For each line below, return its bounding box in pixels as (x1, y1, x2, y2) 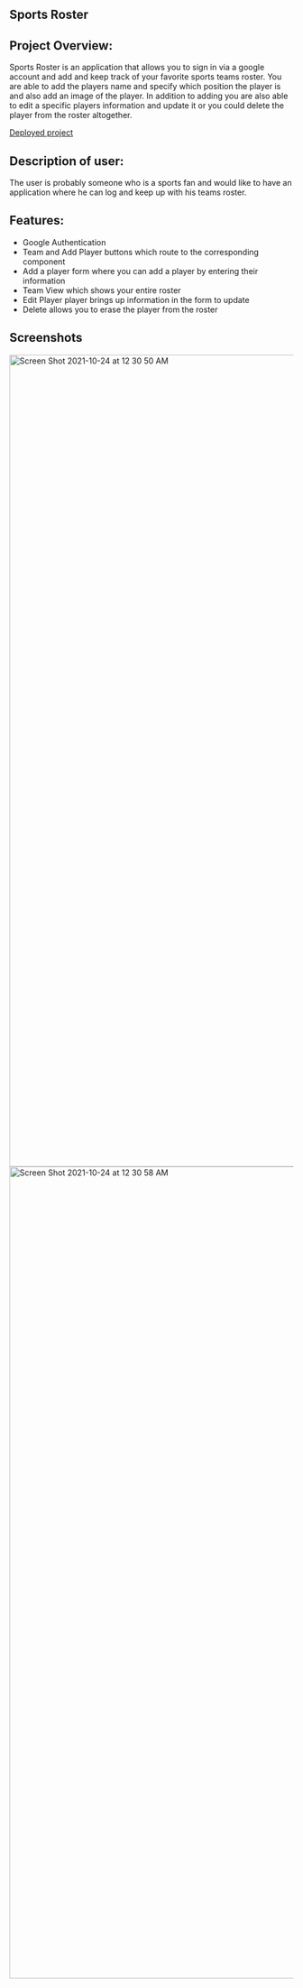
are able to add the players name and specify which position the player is (9, 81, 281, 92)
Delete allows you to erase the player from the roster (22, 304, 218, 315)
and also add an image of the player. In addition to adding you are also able (9, 90, 289, 102)
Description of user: (9, 153, 124, 169)
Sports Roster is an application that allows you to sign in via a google (9, 62, 265, 73)
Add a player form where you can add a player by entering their (22, 265, 259, 276)
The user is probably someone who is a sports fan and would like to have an (9, 178, 292, 189)
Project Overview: (9, 38, 113, 53)
